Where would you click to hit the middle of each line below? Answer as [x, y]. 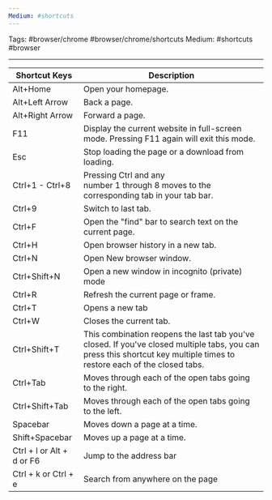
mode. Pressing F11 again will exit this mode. [170, 139]
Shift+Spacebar [42, 437]
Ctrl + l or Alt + [40, 451]
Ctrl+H [25, 245]
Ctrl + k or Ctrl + [43, 473]
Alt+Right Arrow [43, 115]
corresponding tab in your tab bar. [149, 195]
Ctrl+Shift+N [36, 276]
